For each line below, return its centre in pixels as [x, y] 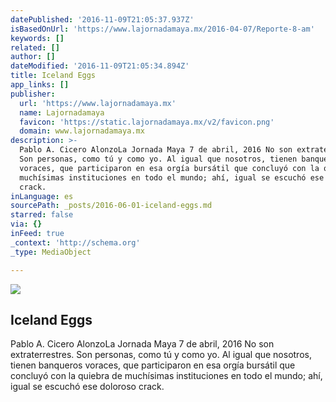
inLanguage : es [42, 196]
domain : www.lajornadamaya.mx [82, 131]
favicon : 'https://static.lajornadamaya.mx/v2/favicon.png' [147, 122]
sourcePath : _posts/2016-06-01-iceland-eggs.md [111, 206]
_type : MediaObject [51, 252]
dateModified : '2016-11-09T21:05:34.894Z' [100, 66]
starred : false [42, 215]
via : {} [26, 224]
